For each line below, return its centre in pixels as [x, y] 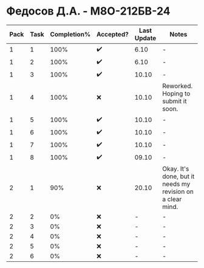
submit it [174, 101]
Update [145, 38]
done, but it [178, 176]
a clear [172, 199]
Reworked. [177, 86]
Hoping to [176, 94]
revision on [178, 191]
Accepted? [112, 34]
